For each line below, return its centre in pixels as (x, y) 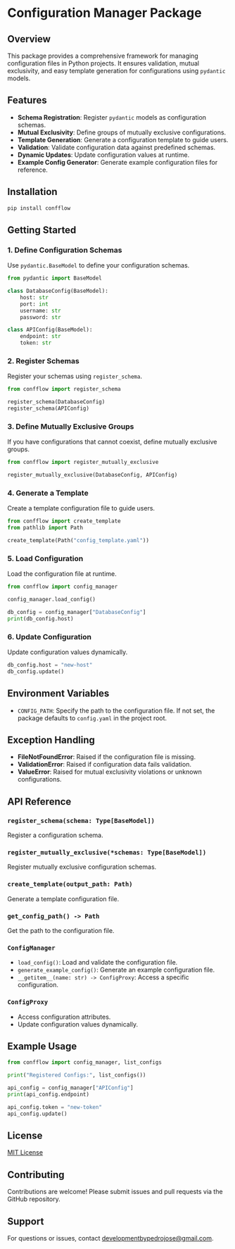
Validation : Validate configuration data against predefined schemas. (116, 147)
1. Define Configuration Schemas (65, 250)
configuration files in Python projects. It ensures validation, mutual (103, 63)
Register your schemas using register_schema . (75, 376)
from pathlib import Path (45, 528)
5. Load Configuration (45, 558)
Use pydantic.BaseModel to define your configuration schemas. (99, 265)
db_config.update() (36, 671)
